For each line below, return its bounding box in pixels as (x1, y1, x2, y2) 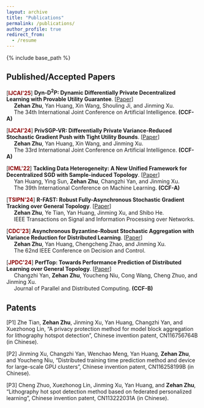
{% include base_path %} (6, 54, 71, 61)
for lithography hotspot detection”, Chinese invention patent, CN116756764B (6, 332, 199, 339)
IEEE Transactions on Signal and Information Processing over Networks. (13, 215, 195, 223)
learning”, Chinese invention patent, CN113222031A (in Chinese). (6, 395, 169, 402)
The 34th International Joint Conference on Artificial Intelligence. (13, 108, 177, 116)
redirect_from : (6, 32, 45, 38)
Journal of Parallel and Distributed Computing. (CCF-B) (13, 285, 153, 292)
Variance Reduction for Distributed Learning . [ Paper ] (6, 234, 143, 242)
